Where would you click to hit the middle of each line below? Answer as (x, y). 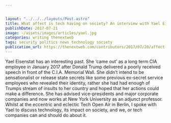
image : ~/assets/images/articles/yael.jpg (51, 33)
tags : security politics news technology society (59, 43)
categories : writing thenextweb (39, 38)
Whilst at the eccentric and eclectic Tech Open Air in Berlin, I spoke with (81, 104)
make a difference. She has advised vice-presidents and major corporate (82, 94)
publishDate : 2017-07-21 (32, 28)
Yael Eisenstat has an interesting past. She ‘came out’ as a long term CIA (81, 61)
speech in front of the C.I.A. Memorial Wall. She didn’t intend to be (75, 72)
